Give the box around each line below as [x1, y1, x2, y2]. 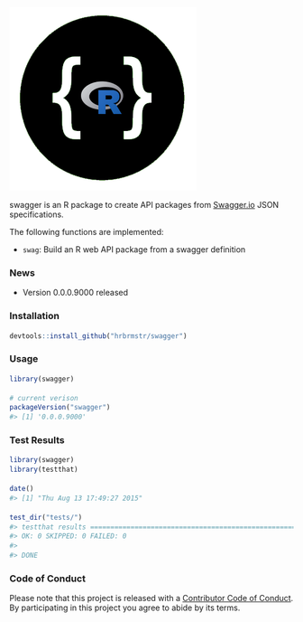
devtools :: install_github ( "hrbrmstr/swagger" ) [9, 331, 188, 341]
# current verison [9, 393, 78, 402]
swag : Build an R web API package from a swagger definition [22, 244, 246, 255]
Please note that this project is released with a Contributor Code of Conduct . [9, 593, 294, 604]
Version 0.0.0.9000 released [22, 287, 129, 298]
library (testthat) [9, 465, 78, 475]
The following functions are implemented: [9, 227, 164, 237]
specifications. [9, 209, 65, 220]
